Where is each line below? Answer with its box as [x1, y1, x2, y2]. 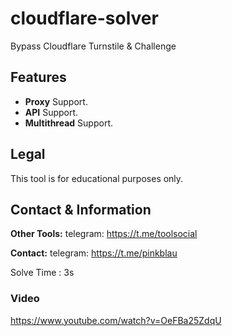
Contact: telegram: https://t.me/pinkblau [10, 247, 178, 259]
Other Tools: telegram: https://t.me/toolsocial [10, 228, 198, 240]
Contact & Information [10, 201, 152, 218]
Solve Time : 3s [10, 267, 75, 279]
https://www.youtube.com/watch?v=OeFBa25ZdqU [10, 314, 222, 326]
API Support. [24, 106, 79, 118]
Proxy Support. [24, 95, 88, 107]
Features [10, 69, 67, 86]
